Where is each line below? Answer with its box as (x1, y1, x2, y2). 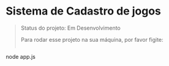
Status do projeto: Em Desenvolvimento (20, 24, 121, 31)
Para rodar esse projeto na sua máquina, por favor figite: (20, 36, 163, 43)
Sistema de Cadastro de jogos (6, 4, 162, 18)
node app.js (6, 53, 36, 60)
